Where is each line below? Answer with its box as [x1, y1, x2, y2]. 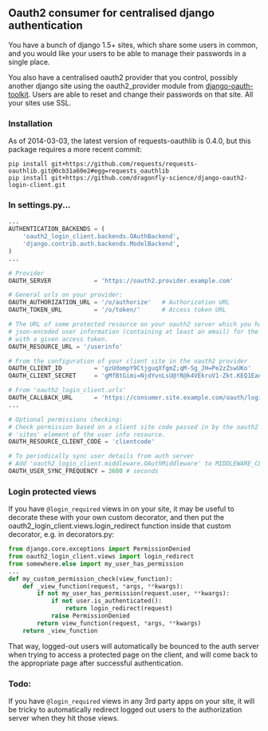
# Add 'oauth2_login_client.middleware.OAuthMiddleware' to [8, 459, 213, 468]
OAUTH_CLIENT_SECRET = [8, 371, 98, 380]
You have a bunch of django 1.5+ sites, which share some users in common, [8, 40, 258, 50]
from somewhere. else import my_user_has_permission [8, 559, 183, 568]
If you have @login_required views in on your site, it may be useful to [8, 504, 235, 514]
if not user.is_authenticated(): [50, 597, 162, 606]
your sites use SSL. [8, 97, 72, 107]
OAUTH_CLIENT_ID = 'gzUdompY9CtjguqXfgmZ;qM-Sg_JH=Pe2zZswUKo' [8, 364, 251, 372]
